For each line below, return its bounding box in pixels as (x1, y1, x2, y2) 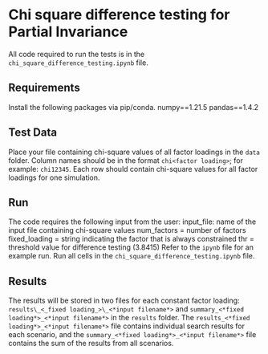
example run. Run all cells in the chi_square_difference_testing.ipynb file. (8, 251, 255, 261)
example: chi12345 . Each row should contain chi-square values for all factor (8, 164, 258, 173)
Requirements (8, 81, 80, 95)
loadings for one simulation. (8, 173, 100, 182)
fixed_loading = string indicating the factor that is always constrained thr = (8, 234, 254, 244)
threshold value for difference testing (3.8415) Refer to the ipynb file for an (8, 242, 254, 252)
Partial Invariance (8, 22, 128, 41)
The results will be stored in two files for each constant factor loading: (8, 295, 240, 306)
